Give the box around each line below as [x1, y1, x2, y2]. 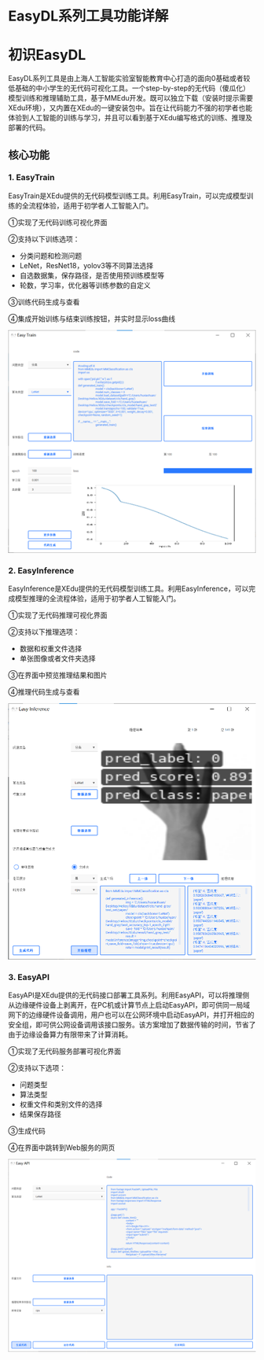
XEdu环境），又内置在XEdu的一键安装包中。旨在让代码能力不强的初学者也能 [8, 103, 253, 112]
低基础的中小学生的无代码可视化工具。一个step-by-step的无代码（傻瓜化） [8, 83, 250, 93]
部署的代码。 [8, 123, 49, 132]
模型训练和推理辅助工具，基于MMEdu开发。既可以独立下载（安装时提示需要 [8, 94, 254, 103]
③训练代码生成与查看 [8, 297, 80, 307]
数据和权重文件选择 [19, 643, 82, 653]
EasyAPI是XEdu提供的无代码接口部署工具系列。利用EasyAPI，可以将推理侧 [8, 990, 250, 1000]
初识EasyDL [8, 46, 86, 64]
